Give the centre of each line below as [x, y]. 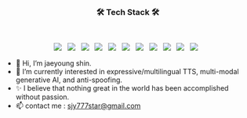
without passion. [42, 97]
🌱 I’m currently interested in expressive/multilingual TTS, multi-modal [127, 72]
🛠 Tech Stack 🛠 [128, 12]
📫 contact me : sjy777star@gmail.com [78, 106]
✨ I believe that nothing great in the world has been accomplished [122, 88]
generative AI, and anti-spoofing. [69, 80]
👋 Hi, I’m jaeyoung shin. [53, 63]
